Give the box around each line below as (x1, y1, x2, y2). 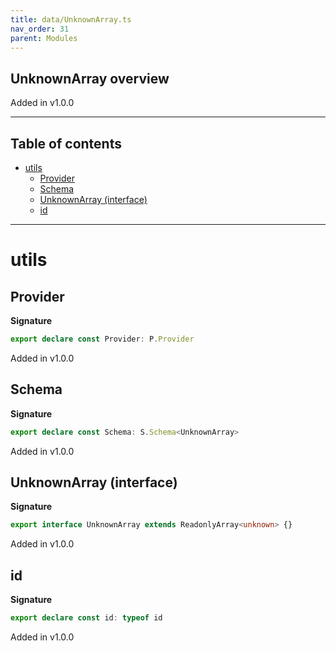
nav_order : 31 (10, 24, 70, 34)
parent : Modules (10, 33, 78, 43)
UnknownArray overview (10, 70, 170, 87)
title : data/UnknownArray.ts (10, 14, 132, 25)
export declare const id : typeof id (10, 613, 163, 623)
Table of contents (10, 135, 122, 152)
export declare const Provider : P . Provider (10, 334, 195, 344)
